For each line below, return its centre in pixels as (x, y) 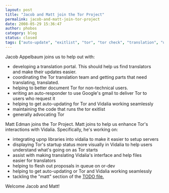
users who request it (34, 98)
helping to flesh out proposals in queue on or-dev (64, 165)
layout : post (19, 10)
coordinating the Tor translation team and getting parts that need (79, 77)
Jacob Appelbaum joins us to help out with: (50, 57)
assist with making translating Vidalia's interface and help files (77, 155)
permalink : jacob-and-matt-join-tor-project (53, 19)
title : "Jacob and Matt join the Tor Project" (55, 15)
